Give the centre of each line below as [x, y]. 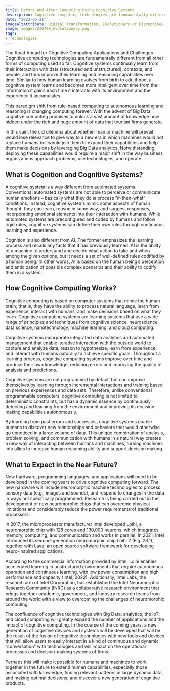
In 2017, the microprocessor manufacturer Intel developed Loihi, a [73, 524]
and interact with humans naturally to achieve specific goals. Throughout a [83, 353]
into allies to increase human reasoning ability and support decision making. [84, 449]
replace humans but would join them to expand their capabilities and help [82, 142]
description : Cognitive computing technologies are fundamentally [77, 15]
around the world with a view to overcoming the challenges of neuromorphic [85, 599]
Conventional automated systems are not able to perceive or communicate [83, 192]
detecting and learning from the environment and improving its [70, 406]
